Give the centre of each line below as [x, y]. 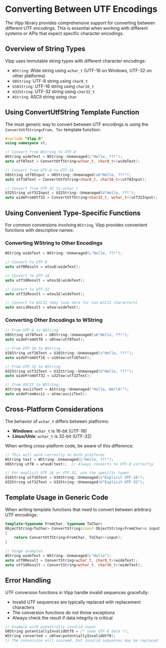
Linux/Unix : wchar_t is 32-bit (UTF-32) [52, 436]
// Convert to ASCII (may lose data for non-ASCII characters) [72, 303]
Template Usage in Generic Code [57, 498]
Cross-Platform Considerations [54, 409]
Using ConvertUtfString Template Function [72, 112]
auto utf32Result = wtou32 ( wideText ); [45, 294]
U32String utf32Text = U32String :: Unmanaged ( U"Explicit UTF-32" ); [75, 482]
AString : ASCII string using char [45, 97]
